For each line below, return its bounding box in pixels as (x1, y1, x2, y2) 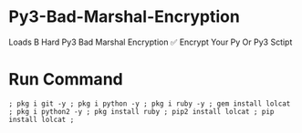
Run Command (8, 69, 124, 90)
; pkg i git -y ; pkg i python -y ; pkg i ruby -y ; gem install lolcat (8, 98, 291, 108)
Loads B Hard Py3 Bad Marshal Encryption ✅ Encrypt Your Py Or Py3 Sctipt (8, 36, 293, 47)
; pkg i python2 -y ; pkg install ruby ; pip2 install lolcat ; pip (8, 107, 275, 116)
